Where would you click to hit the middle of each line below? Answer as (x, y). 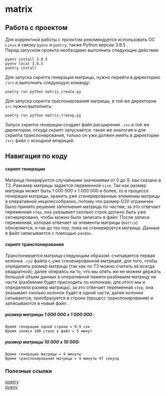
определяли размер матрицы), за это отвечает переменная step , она (79, 287)
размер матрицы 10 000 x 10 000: (43, 342)
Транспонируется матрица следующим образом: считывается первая (80, 255)
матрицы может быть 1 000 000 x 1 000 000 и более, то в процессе (77, 191)
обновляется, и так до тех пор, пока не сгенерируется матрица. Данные (83, 227)
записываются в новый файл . (37, 303)
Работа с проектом (37, 28)
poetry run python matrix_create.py (43, 92)
